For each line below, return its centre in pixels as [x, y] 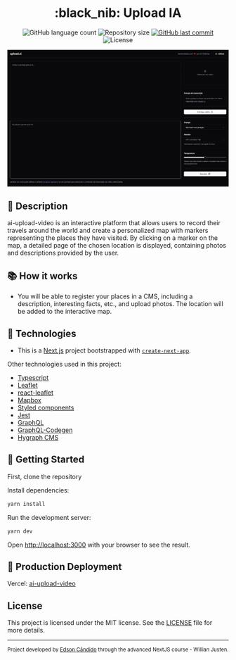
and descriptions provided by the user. [63, 253]
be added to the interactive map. [65, 312]
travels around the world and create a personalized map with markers [108, 231]
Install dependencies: [38, 490]
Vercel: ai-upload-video [41, 584]
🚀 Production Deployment [65, 567]
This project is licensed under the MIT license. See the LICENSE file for [110, 623]
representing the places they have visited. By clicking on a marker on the [113, 238]
